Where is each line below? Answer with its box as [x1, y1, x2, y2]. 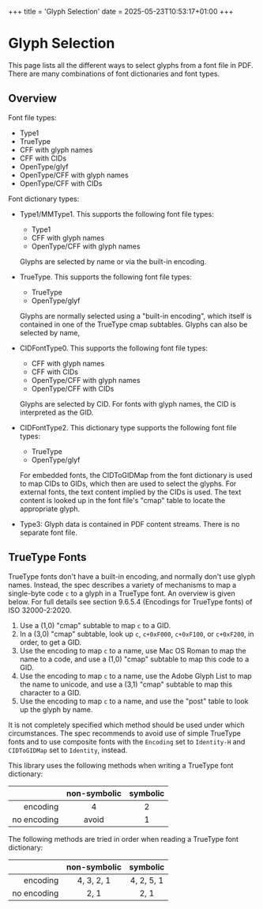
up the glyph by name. [19, 704, 93, 714]
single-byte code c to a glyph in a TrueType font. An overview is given [8, 589, 235, 598]
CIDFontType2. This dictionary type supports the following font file [19, 422, 237, 432]
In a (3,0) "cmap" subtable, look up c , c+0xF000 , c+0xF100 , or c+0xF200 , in [19, 629, 254, 638]
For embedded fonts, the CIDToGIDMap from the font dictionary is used [19, 470, 253, 479]
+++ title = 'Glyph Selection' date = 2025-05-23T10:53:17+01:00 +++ [8, 7, 234, 16]
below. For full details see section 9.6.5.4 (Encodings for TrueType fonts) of [8, 597, 253, 606]
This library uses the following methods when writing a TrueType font [8, 760, 234, 770]
